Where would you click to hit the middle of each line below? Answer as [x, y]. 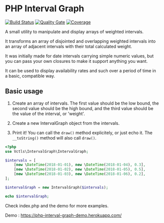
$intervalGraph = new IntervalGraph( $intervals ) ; [57, 187]
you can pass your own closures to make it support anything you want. [76, 61]
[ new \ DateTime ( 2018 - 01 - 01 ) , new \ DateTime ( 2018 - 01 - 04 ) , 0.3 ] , [80, 165]
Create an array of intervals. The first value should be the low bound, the [85, 103]
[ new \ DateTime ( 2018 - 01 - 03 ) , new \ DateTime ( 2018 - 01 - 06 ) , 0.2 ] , [80, 174]
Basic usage [24, 91]
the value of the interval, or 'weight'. [48, 113]
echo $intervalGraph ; [27, 196]
